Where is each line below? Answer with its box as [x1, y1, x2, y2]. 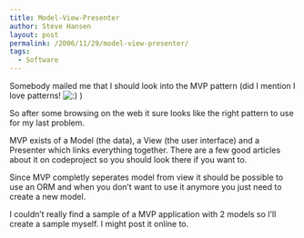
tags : [9, 47, 30, 56]
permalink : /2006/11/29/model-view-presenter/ [9, 38, 189, 48]
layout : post [9, 30, 59, 39]
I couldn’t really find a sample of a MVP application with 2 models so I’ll [9, 209, 277, 219]
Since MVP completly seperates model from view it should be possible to [9, 172, 284, 183]
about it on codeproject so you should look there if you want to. [9, 154, 248, 164]
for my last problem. [9, 117, 85, 128]
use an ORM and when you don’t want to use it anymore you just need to [9, 182, 282, 192]
